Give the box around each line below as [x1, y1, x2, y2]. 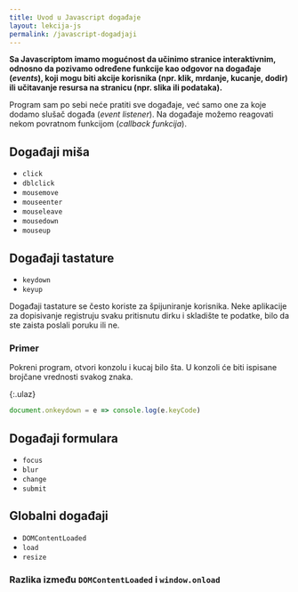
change [21, 474, 47, 483]
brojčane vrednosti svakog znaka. [9, 371, 133, 383]
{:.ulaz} [9, 389, 36, 400]
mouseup [21, 226, 51, 236]
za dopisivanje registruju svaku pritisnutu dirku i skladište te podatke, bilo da [9, 311, 290, 320]
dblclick [21, 179, 55, 188]
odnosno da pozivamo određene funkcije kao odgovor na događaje [9, 63, 262, 74]
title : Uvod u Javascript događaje [9, 12, 141, 22]
